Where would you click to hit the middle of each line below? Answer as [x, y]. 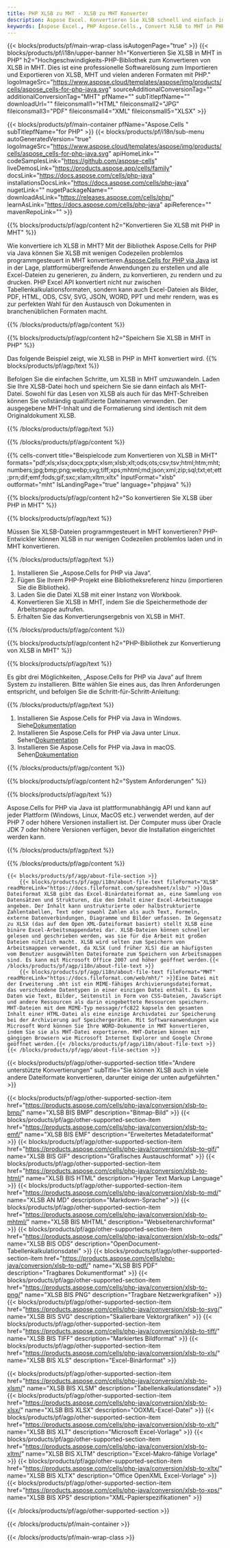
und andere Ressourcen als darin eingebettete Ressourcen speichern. [108, 1002]
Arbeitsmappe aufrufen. [51, 609]
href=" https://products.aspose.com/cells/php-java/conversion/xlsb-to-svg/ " [115, 1309]
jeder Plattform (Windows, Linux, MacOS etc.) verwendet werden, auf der [111, 815]
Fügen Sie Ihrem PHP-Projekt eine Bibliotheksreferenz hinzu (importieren [120, 580]
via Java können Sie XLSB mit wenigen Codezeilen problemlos [95, 253]
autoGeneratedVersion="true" [49, 139]
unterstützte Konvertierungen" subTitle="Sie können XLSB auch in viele [108, 1070]
